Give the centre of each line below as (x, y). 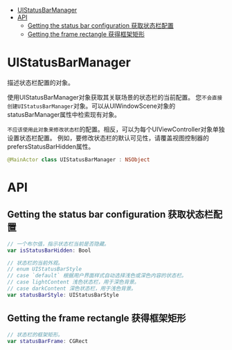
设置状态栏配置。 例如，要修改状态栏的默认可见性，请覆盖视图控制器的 (108, 138)
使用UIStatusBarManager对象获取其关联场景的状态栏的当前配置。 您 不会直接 (115, 97)
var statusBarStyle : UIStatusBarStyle (63, 295)
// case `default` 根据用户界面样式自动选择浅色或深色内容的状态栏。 (97, 276)
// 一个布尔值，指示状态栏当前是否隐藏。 (58, 244)
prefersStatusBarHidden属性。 (51, 146)
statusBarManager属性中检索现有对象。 (64, 114)
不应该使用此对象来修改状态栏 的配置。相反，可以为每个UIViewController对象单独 (116, 129)
